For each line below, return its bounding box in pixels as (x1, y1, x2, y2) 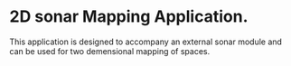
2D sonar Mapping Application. (9, 6, 249, 27)
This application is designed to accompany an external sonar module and (9, 36, 283, 47)
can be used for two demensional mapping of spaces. (9, 45, 211, 56)
